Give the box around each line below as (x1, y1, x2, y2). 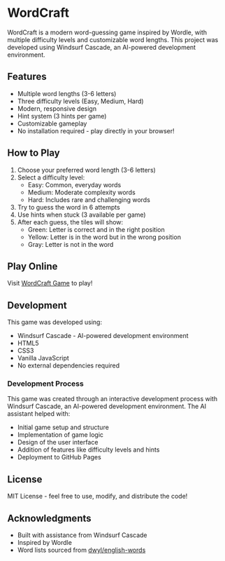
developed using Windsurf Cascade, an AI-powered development (7, 43, 196, 51)
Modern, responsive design (17, 104, 96, 113)
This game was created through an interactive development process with (7, 395, 218, 403)
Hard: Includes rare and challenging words (27, 195, 150, 204)
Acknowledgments (7, 512, 92, 524)
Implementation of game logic (17, 431, 103, 439)
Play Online (7, 260, 58, 272)
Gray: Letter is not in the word (27, 240, 114, 248)
